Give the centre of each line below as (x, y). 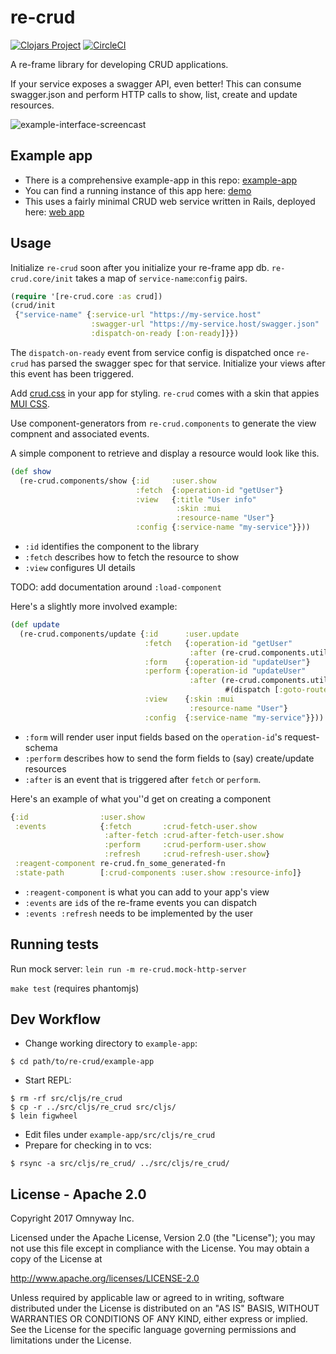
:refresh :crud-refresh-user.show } (187, 854)
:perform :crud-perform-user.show (185, 845)
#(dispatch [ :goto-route (276, 690)
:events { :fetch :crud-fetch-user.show (135, 826)
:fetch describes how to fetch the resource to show (132, 557)
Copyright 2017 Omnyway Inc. (72, 1218)
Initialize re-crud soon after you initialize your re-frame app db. (140, 267)
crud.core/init (42, 279)
